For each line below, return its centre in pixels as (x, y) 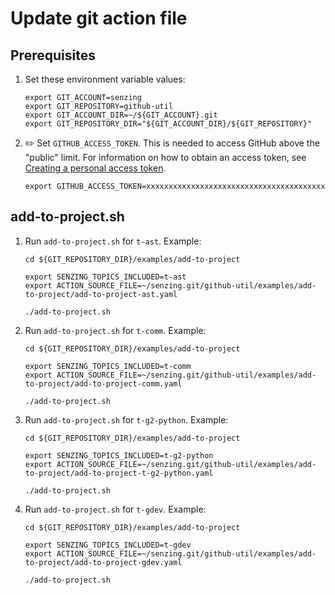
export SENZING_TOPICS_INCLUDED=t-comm (108, 366)
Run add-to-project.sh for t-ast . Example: (113, 241)
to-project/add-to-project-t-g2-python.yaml (119, 473)
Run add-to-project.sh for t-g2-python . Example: (126, 419)
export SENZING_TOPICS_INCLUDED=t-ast (105, 277)
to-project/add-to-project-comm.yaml (103, 383)
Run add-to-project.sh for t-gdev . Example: (115, 509)
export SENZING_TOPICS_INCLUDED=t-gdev (108, 545)
